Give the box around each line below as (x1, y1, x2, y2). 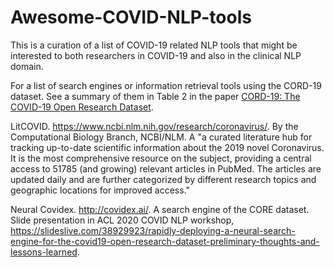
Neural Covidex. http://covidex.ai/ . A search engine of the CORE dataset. (10, 203, 310, 215)
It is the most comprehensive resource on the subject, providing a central (10, 152, 312, 164)
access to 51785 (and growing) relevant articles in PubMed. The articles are (10, 162, 322, 175)
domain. (10, 60, 44, 72)
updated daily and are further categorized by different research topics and (10, 173, 317, 185)
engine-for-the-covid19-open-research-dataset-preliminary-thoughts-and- (10, 235, 320, 247)
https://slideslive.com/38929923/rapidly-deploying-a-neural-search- (10, 224, 296, 236)
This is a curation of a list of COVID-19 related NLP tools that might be (10, 39, 298, 51)
